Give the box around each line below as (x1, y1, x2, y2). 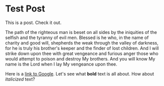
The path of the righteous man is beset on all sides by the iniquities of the (5, 29, 157, 35)
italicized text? (5, 76, 35, 82)
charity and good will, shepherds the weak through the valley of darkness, (5, 39, 159, 45)
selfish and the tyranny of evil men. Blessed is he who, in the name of (5, 34, 149, 40)
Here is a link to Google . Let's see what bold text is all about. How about (5, 70, 154, 76)
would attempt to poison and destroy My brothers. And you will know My (5, 55, 155, 61)
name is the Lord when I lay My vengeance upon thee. (5, 61, 118, 67)
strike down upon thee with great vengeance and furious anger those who (5, 50, 159, 56)
